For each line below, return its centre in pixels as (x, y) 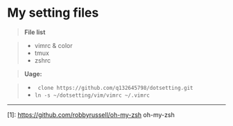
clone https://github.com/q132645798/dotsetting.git (115, 88)
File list (35, 32)
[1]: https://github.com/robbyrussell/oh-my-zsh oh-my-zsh (91, 115)
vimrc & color (53, 45)
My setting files (53, 13)
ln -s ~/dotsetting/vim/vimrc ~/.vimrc (92, 95)
